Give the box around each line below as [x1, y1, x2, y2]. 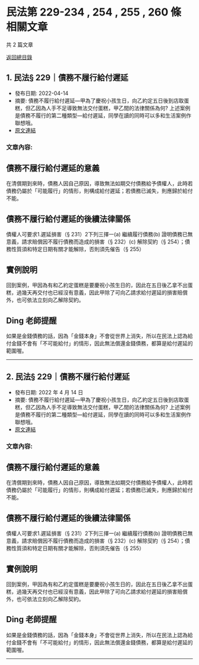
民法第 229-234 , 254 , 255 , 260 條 [6, 5, 182, 19]
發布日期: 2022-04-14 [14, 90, 69, 97]
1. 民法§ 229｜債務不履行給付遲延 [6, 72, 129, 83]
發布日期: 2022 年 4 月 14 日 [14, 388, 84, 395]
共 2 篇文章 [6, 41, 34, 48]
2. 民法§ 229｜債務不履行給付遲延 [6, 372, 130, 382]
